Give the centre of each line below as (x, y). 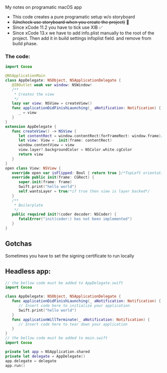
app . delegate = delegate (31, 361)
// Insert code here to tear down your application (73, 324)
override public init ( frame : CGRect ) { (53, 178)
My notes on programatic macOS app (43, 7)
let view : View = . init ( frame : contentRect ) (65, 140)
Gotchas (19, 244)
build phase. (25, 44)
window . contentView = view (46, 145)
